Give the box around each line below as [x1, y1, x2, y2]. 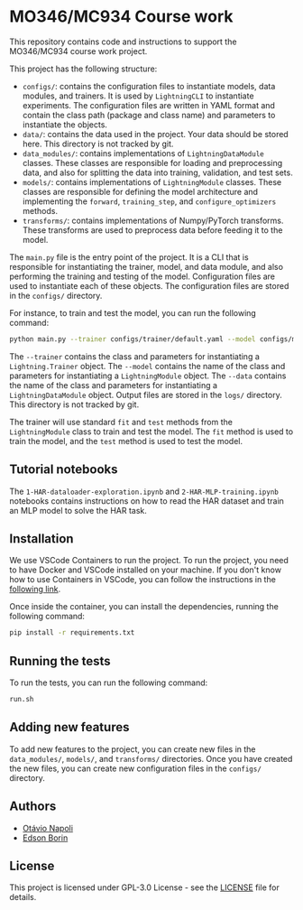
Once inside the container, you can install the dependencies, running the [9, 601, 280, 612]
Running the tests [9, 653, 111, 669]
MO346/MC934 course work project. [9, 45, 148, 56]
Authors [9, 799, 57, 814]
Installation [9, 531, 74, 547]
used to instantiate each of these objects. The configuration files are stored [9, 280, 289, 291]
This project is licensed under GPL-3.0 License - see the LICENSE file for [9, 882, 280, 893]
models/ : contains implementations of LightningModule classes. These [22, 176, 282, 187]
